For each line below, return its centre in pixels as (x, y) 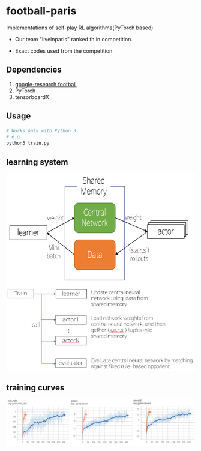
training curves (35, 388)
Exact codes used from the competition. (64, 51)
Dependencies (34, 70)
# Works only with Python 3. (43, 130)
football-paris (41, 11)
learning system (37, 162)
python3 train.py (28, 143)
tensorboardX (32, 97)
